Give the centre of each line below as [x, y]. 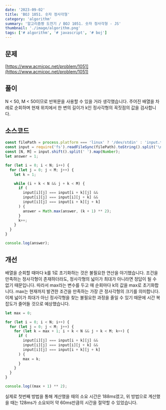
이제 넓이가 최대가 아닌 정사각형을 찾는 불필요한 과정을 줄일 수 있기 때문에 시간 [80, 297]
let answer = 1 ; [22, 157]
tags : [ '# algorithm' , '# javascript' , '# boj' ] [56, 33]
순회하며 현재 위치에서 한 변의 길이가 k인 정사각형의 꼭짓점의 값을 [77, 108]
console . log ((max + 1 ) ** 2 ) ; [36, 386]
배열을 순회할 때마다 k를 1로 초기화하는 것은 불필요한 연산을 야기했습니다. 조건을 [82, 273]
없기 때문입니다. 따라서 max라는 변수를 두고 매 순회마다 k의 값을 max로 [73, 285]
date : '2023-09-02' [25, 10]
